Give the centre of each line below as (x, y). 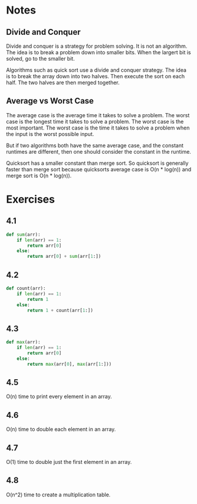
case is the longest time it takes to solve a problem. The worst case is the (95, 121)
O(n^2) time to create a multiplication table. (58, 495)
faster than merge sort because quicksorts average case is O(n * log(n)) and (99, 169)
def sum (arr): (24, 234)
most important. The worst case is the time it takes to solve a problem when (98, 128)
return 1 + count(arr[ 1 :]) (60, 310)
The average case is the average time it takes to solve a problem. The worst (98, 115)
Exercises (31, 199)
